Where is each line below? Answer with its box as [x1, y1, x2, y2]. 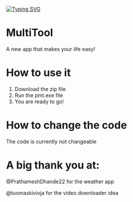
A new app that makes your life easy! [6, 45, 96, 52]
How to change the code [6, 119, 127, 132]
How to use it [6, 66, 71, 79]
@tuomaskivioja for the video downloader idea [6, 189, 119, 196]
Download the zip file [14, 85, 66, 92]
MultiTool [6, 26, 53, 39]
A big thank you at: [6, 159, 100, 171]
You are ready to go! [14, 97, 64, 105]
